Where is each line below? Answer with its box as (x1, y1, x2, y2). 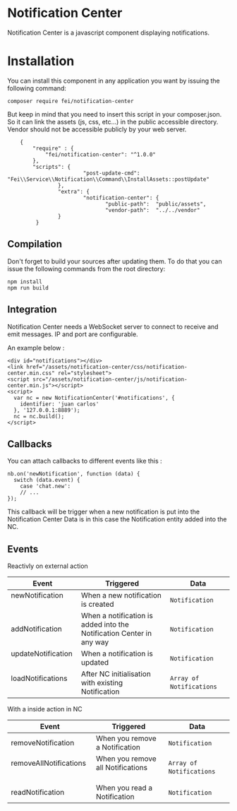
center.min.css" (7, 369, 55, 377)
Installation (7, 53, 75, 69)
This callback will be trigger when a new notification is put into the (7, 507, 200, 516)
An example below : (7, 343, 65, 352)
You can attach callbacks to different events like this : (7, 457, 162, 466)
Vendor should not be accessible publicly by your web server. (7, 125, 187, 134)
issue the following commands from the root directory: (7, 264, 166, 273)
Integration (7, 304, 58, 316)
